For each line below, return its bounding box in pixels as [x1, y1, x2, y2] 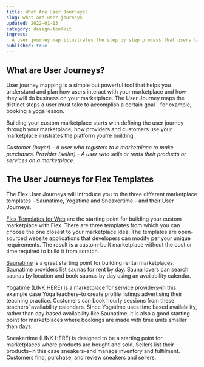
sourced [6, 235, 27, 242]
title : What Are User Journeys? [6, 9, 88, 15]
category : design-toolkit [6, 26, 72, 32]
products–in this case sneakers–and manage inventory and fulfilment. [6, 347, 180, 354]
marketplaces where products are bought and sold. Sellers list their [6, 341, 174, 348]
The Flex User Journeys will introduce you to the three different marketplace [6, 190, 197, 197]
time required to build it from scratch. [6, 247, 100, 255]
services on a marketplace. [6, 156, 75, 164]
